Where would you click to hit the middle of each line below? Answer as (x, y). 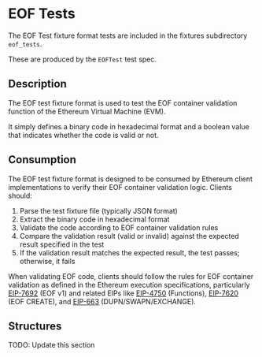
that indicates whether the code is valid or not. (83, 135)
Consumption (42, 160)
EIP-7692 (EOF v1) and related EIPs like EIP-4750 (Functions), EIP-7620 (123, 293)
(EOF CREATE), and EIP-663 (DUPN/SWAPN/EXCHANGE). (102, 301)
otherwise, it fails (47, 261)
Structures (35, 326)
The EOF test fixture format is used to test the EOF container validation (123, 102)
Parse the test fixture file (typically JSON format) (99, 210)
